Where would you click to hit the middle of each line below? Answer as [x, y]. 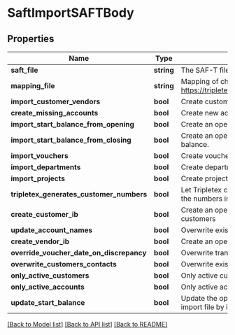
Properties [31, 39]
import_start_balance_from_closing [71, 140]
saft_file [24, 70]
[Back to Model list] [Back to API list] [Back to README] [87, 324]
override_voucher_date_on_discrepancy [79, 253]
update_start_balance [48, 302]
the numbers [202, 199]
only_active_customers [50, 276]
